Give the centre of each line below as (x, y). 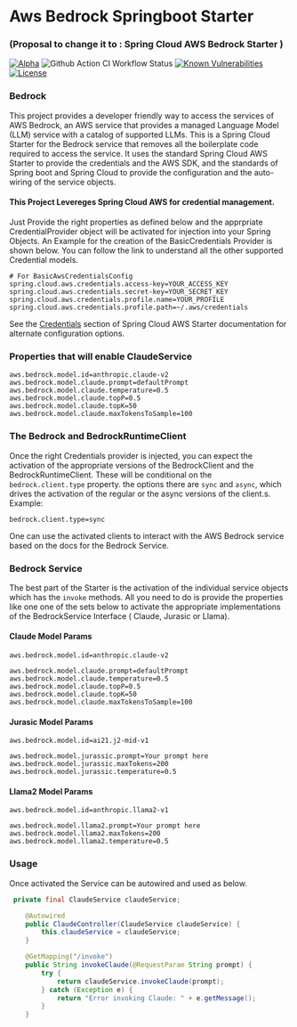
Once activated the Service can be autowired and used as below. (128, 883)
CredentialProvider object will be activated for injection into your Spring (140, 231)
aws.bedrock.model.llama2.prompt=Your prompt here (105, 826)
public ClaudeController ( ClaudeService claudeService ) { (133, 924)
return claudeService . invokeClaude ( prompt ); (140, 982)
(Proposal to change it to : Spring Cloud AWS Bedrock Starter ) (146, 45)
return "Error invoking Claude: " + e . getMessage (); (156, 998)
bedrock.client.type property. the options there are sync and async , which (145, 484)
